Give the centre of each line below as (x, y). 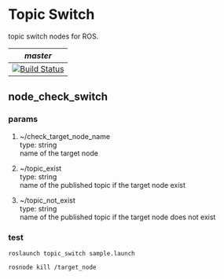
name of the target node (59, 153)
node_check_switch (58, 97)
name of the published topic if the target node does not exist (118, 217)
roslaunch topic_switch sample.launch (72, 253)
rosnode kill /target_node (52, 267)
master (39, 55)
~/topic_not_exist (48, 200)
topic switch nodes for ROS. (53, 36)
